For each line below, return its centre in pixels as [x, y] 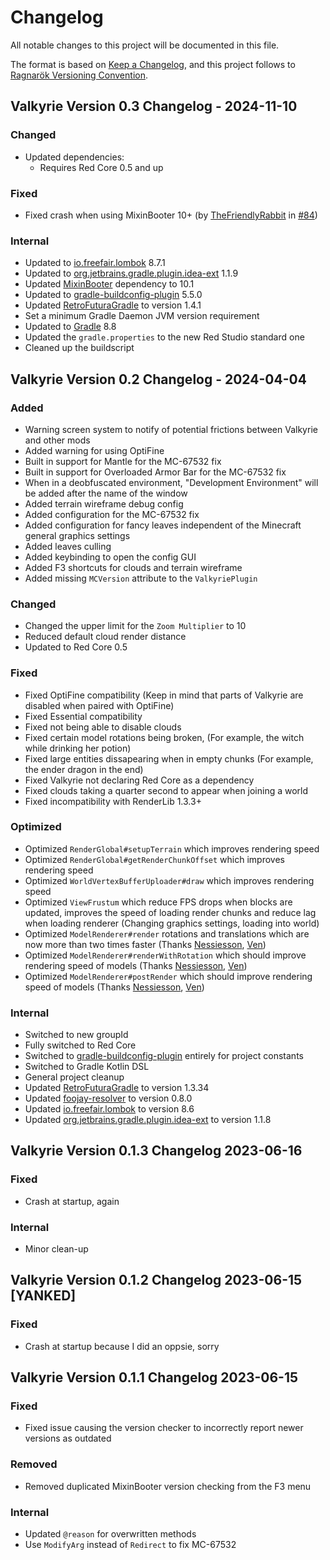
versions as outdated [68, 1438]
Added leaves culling [68, 546]
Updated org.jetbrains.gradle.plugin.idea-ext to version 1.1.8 [148, 1120]
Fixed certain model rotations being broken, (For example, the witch [164, 737]
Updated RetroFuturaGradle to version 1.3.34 [117, 1088]
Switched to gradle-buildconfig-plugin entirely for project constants [164, 1056]
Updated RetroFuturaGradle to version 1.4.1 [113, 305]
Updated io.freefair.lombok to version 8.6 [109, 1109]
